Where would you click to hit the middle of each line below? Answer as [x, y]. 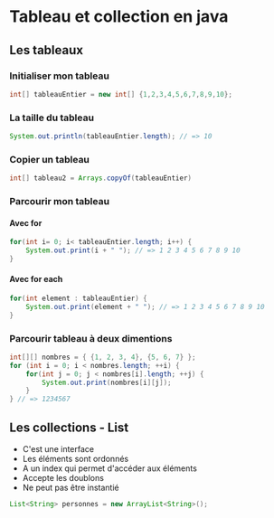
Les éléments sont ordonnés [76, 459]
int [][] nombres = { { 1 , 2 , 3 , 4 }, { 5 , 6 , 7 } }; [103, 357]
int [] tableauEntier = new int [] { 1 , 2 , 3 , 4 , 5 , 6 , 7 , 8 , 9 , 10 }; [121, 94]
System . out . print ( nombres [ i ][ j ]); [107, 382]
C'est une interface [58, 449]
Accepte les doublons [63, 478]
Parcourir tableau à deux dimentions [91, 338]
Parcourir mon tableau [60, 202]
